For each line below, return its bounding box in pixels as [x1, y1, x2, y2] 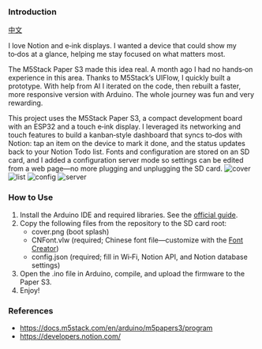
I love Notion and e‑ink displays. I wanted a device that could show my [8, 41, 237, 51]
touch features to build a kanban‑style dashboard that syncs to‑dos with [8, 130, 243, 140]
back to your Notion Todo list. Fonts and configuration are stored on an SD [8, 147, 250, 156]
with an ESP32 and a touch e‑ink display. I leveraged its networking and [8, 122, 241, 132]
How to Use [8, 192, 54, 203]
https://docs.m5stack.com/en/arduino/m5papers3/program [19, 323, 213, 332]
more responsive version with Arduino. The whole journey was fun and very [8, 90, 255, 99]
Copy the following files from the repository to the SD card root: [19, 218, 227, 227]
